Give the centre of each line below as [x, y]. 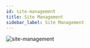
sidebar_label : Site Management [45, 22]
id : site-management [31, 11]
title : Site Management [35, 17]
